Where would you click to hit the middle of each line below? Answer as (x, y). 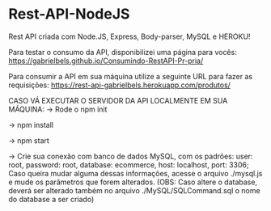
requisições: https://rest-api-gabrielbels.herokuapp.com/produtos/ (119, 85)
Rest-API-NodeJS (69, 14)
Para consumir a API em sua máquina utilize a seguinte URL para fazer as (131, 76)
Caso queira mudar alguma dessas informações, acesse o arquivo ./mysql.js (135, 173)
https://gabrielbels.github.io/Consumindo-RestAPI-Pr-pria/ (106, 61)
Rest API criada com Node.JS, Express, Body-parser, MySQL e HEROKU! (129, 36)
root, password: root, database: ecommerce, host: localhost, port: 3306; (129, 165)
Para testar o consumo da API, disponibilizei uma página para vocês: (123, 52)
